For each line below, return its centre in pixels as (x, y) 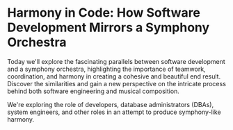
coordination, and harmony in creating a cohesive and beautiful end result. (114, 76)
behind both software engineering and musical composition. (93, 91)
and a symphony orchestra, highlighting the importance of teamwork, (107, 69)
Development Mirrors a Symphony (109, 27)
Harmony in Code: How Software (104, 13)
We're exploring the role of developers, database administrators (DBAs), (111, 104)
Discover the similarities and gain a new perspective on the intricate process (116, 83)
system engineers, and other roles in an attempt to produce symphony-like (114, 112)
